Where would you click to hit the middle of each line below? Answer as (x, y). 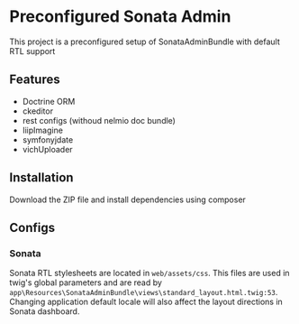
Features (35, 80)
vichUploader (48, 149)
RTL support (32, 51)
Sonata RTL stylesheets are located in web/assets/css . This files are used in (149, 273)
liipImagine (42, 130)
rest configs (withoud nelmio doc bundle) (99, 120)
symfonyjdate (48, 139)
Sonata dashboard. (45, 311)
